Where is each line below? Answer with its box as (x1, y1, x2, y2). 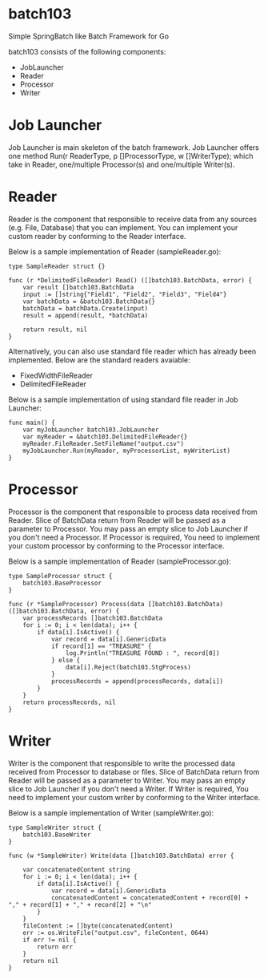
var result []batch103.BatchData (22, 283, 134, 291)
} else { (50, 656, 81, 664)
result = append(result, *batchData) (22, 311, 149, 319)
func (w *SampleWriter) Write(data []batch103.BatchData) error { (8, 852, 234, 860)
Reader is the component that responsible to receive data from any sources (8, 214, 258, 224)
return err (37, 943, 74, 951)
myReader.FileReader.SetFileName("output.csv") (22, 439, 184, 447)
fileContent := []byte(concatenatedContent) (22, 921, 174, 930)
